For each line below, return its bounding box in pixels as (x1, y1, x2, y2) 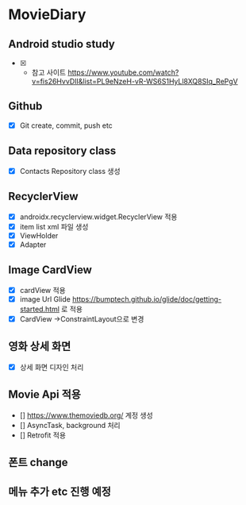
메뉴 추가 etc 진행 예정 (8, 485, 111, 499)
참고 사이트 (31, 67, 66, 77)
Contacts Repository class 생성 (19, 166, 121, 175)
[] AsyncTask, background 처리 (19, 420, 121, 430)
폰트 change (8, 455, 69, 469)
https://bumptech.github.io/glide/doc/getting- (72, 294, 222, 303)
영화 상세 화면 (8, 340, 71, 353)
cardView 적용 (19, 285, 66, 295)
